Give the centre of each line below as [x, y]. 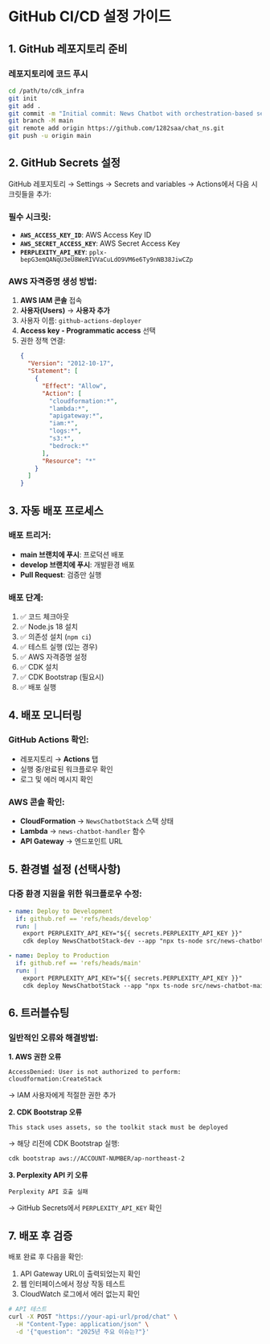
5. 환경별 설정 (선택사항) [65, 869]
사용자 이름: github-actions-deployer [81, 321]
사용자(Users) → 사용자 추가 [65, 310]
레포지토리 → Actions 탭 [59, 759]
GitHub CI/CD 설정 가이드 [90, 17]
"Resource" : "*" [69, 461]
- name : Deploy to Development [61, 911]
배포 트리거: [30, 535]
